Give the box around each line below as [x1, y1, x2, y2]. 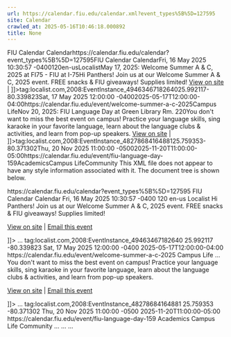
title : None [7, 29, 42, 37]
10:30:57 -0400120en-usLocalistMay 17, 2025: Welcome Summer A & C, [7, 63, 214, 71]
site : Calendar [7, 17, 51, 24]
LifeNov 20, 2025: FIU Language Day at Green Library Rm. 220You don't [7, 107, 214, 116]
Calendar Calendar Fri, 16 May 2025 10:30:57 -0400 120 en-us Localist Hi [7, 195, 218, 203]
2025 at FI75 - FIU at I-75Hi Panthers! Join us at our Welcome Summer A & [7, 71, 221, 79]
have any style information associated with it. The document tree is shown [7, 166, 220, 175]
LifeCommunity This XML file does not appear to [74, 159, 213, 167]
